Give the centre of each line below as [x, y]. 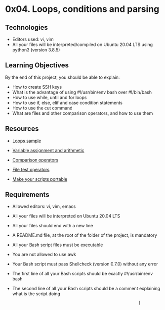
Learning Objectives [37, 65]
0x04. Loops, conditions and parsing [82, 9]
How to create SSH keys [37, 87]
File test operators [31, 169]
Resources [22, 129]
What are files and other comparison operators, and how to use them [82, 113]
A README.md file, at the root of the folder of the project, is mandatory [84, 235]
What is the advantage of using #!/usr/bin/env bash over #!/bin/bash [82, 92]
